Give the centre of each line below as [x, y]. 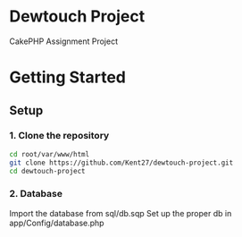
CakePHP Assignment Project [64, 41]
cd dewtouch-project [48, 171]
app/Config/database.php [57, 223]
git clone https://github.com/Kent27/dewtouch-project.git [121, 163]
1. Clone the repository [59, 136]
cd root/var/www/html [50, 154]
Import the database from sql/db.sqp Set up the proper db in [121, 213]
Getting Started [68, 77]
